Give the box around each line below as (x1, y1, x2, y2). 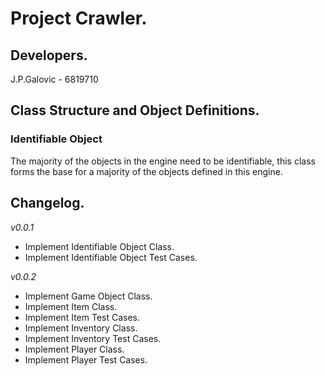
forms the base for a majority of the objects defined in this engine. (10, 165, 283, 177)
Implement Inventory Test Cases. (24, 332, 162, 344)
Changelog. (10, 195, 85, 212)
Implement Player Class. (24, 343, 125, 355)
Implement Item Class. (24, 300, 118, 312)
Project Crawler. (10, 7, 148, 30)
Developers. (10, 47, 88, 64)
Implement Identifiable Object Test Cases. (24, 251, 198, 263)
